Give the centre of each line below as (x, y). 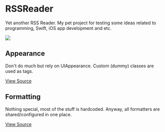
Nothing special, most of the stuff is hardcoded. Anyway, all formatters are (83, 109)
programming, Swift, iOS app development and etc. (59, 28)
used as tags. (19, 71)
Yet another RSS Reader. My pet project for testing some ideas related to (81, 23)
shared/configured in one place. (39, 114)
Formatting (23, 97)
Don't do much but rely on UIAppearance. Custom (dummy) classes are (79, 66)
